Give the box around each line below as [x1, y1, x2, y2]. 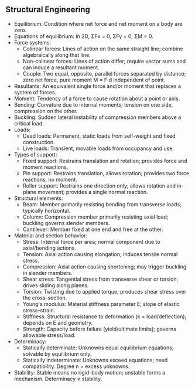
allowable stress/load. [22, 331, 76, 339]
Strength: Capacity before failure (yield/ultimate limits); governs [22, 325, 177, 332]
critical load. [13, 120, 45, 127]
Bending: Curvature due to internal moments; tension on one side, [13, 101, 173, 108]
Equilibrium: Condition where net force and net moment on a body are [13, 20, 183, 27]
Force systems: [13, 39, 51, 46]
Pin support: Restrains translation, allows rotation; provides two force [22, 169, 190, 176]
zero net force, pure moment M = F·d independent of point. [22, 76, 166, 83]
